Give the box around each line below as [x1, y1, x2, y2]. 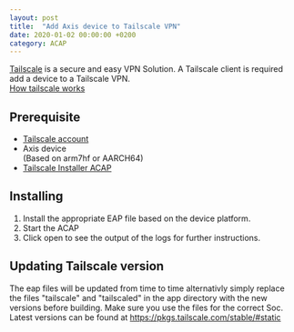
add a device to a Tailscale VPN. [9, 74, 130, 85]
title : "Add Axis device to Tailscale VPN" [9, 22, 181, 31]
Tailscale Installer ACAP [22, 163, 112, 174]
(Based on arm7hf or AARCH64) [22, 153, 144, 164]
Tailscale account [22, 134, 89, 145]
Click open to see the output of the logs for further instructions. [22, 232, 261, 243]
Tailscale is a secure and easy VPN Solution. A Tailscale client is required [9, 64, 284, 75]
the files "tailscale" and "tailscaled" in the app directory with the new [9, 292, 268, 303]
